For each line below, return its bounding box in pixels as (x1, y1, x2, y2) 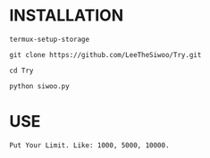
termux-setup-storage (9, 35, 90, 44)
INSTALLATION (9, 5, 123, 26)
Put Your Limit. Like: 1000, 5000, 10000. (9, 140, 170, 150)
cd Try (9, 66, 34, 75)
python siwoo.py (9, 81, 70, 90)
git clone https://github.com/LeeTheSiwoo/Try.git (9, 50, 202, 59)
